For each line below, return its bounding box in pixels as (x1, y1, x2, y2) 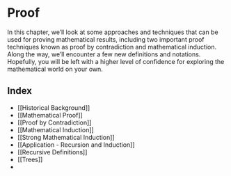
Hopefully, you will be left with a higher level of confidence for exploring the (7, 57, 225, 65)
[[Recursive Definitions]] (17, 147, 88, 156)
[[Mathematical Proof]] (17, 111, 83, 119)
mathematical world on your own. (7, 65, 103, 73)
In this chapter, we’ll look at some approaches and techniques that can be (7, 28, 218, 36)
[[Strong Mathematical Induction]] (17, 133, 115, 141)
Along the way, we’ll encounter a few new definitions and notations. (7, 50, 201, 58)
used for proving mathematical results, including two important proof (7, 35, 205, 43)
